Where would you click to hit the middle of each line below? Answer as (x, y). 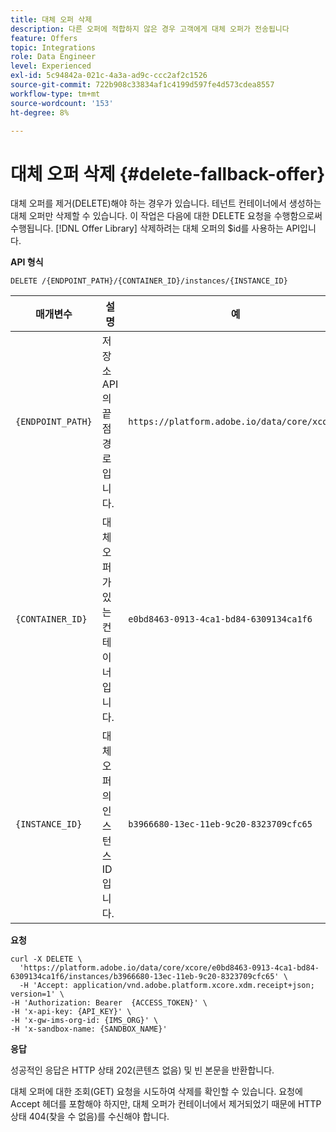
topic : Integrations (53, 47)
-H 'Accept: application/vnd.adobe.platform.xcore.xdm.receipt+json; (167, 986)
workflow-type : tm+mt (55, 94)
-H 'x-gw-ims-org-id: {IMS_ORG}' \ (84, 1021)
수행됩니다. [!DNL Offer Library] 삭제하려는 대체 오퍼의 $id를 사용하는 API (155, 228)
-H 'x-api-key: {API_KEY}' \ (71, 1012)
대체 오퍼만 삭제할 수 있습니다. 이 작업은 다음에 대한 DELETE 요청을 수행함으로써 (166, 216)
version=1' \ (37, 994)
